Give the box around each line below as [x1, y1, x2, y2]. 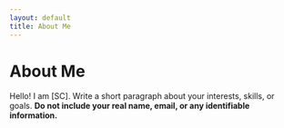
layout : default [9, 13, 71, 23]
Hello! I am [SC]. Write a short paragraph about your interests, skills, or [9, 91, 275, 102]
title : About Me [9, 22, 71, 31]
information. [9, 110, 57, 121]
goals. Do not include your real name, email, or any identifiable [9, 101, 250, 112]
